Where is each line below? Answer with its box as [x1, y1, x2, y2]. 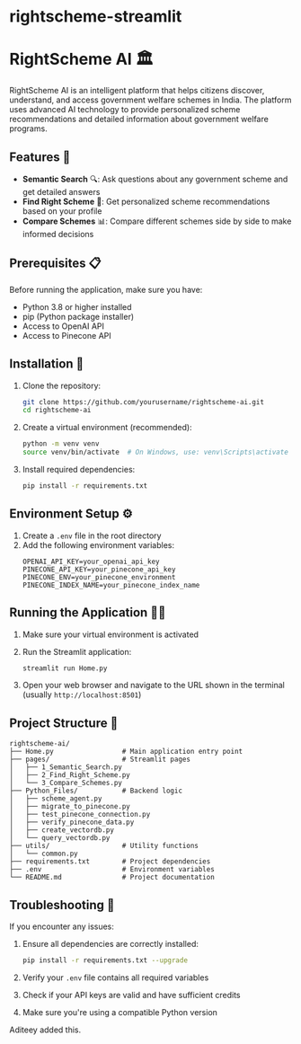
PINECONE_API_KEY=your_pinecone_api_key [22, 564, 176, 574]
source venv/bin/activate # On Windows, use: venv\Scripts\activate [22, 447, 289, 457]
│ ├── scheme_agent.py [9, 794, 102, 803]
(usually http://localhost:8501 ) [22, 689, 142, 700]
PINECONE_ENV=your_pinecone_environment [22, 572, 176, 581]
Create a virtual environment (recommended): [22, 422, 192, 433]
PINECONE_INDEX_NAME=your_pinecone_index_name [22, 580, 200, 589]
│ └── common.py [9, 849, 78, 859]
